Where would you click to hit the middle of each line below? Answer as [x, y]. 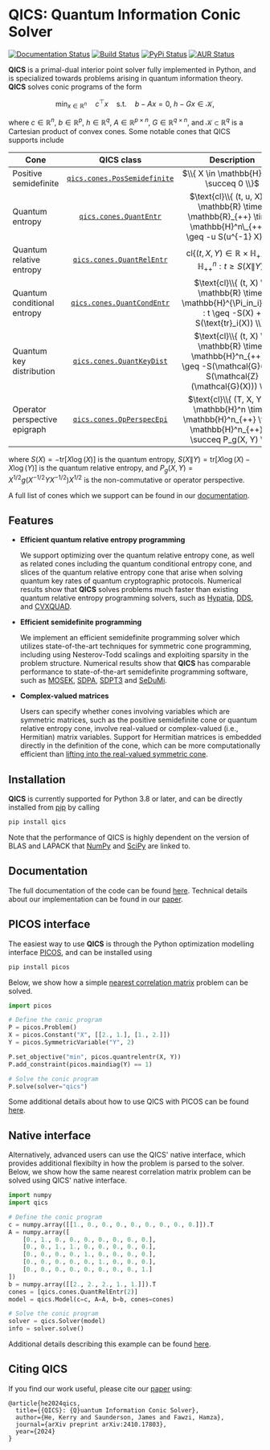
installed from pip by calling [54, 807]
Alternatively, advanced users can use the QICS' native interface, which [127, 1155]
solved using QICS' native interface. [67, 1180]
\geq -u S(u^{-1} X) [224, 237]
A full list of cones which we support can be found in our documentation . [129, 495]
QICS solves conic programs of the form [75, 87]
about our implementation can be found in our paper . [96, 899]
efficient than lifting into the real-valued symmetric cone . [114, 754]
